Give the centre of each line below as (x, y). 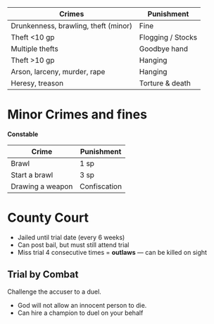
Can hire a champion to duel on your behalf (80, 313)
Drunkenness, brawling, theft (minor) (71, 26)
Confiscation (101, 186)
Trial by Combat (43, 275)
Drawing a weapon (42, 186)
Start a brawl (32, 174)
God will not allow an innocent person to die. (82, 305)
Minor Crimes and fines (77, 115)
